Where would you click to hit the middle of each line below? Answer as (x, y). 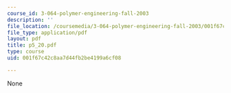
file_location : (29, 26)
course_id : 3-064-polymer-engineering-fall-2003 (78, 13)
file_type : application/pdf (47, 32)
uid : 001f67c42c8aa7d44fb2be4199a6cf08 (64, 58)
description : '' (30, 20)
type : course (26, 52)
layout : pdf (24, 39)
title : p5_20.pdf (32, 45)
